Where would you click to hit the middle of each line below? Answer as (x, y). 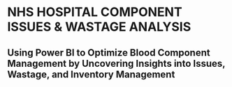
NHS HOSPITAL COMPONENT (95, 12)
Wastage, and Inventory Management (91, 74)
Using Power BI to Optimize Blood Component (109, 53)
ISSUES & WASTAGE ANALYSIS (99, 27)
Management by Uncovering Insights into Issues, (116, 63)
